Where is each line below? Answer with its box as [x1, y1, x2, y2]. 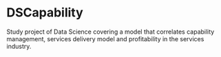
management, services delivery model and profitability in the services [6, 34, 204, 43]
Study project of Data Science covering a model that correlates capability [6, 27, 215, 36]
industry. [6, 42, 32, 50]
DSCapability [6, 5, 83, 21]
